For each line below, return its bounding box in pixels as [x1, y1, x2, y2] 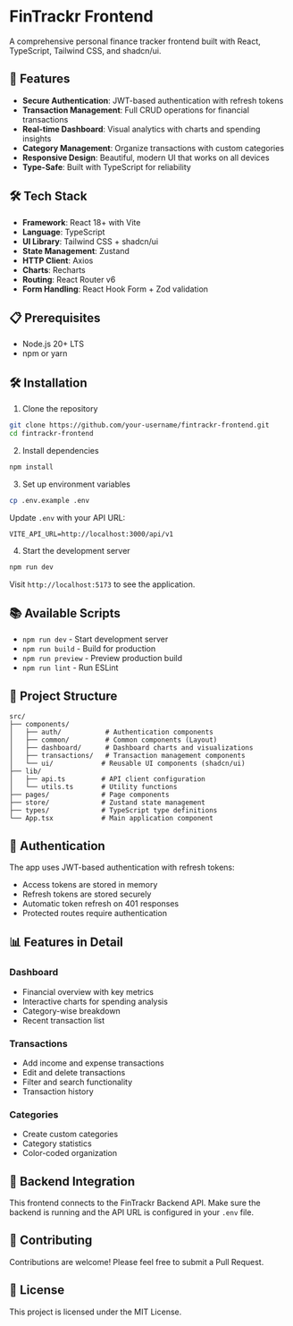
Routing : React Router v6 [21, 274, 116, 285]
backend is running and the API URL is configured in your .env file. [9, 1207, 255, 1218]
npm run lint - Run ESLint [21, 662, 119, 673]
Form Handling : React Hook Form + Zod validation [21, 284, 208, 294]
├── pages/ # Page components [9, 790, 170, 800]
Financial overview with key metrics [21, 986, 155, 997]
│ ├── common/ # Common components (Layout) [9, 735, 218, 744]
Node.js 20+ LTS [21, 338, 85, 350]
